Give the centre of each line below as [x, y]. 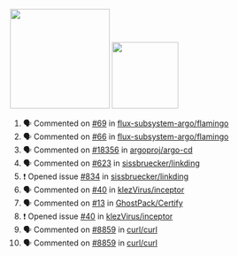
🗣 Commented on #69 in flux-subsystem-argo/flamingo [126, 123]
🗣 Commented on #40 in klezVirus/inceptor [104, 190]
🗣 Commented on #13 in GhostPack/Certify [103, 203]
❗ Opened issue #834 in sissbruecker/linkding [106, 176]
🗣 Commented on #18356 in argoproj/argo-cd [107, 150]
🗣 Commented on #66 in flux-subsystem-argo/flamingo [126, 136]
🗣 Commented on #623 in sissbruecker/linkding [111, 163]
